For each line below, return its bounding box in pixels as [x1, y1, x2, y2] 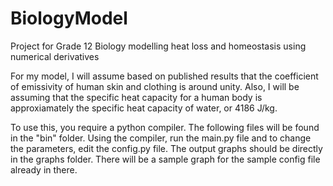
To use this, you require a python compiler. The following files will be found [10, 121, 320, 133]
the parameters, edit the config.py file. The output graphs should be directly [10, 142, 323, 154]
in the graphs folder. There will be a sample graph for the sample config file [10, 153, 321, 165]
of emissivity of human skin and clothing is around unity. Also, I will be [10, 80, 300, 92]
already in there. [10, 163, 78, 176]
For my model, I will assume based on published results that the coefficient [10, 70, 319, 82]
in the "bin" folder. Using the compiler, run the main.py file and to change [10, 132, 312, 144]
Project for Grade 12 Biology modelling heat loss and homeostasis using [10, 40, 307, 52]
